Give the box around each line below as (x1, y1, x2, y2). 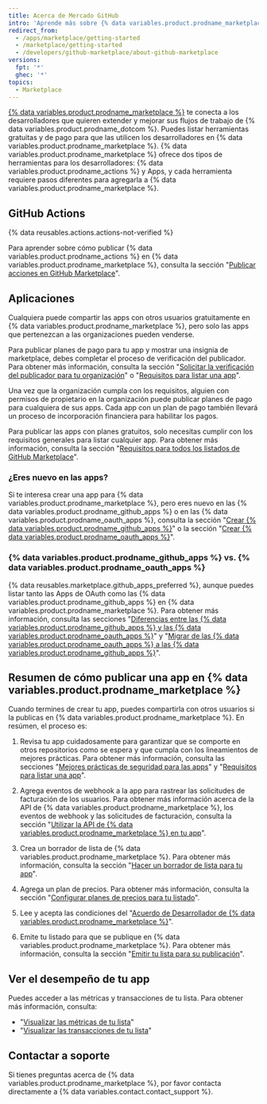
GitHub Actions (8, 206, 86, 220)
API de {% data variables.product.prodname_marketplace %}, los (19, 803, 234, 813)
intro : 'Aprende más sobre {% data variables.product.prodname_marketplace (8, 19, 265, 27)
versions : (8, 57, 41, 64)
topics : (8, 78, 34, 86)
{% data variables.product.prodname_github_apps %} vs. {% (8, 552, 250, 564)
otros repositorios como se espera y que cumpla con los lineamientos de (19, 745, 258, 755)
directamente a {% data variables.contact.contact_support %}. (8, 1087, 213, 1097)
